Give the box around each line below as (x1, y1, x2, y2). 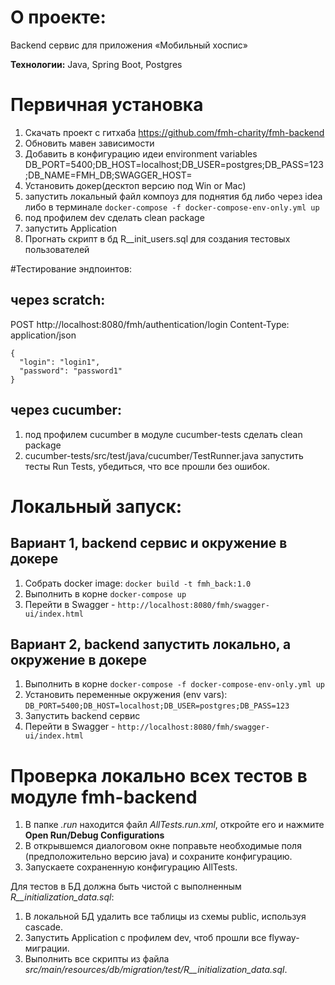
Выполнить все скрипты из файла (24, 953, 170, 965)
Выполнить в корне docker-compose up (24, 587, 187, 600)
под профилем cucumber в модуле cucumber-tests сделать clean (24, 428, 303, 440)
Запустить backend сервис (24, 710, 141, 722)
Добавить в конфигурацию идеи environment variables (24, 147, 258, 160)
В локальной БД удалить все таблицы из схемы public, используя (24, 911, 307, 923)
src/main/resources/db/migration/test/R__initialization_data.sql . (24, 964, 288, 976)
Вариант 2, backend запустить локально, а (10, 636, 292, 653)
